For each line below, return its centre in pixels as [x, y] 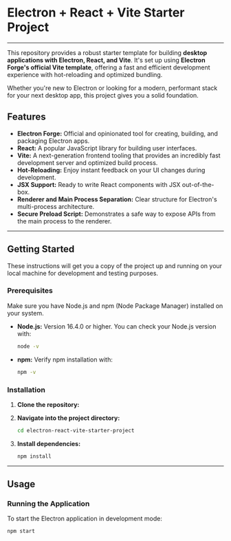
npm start [21, 531]
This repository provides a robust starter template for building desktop [107, 52]
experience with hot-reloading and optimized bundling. [85, 74]
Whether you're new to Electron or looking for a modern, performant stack [112, 88]
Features [26, 117]
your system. [26, 313]
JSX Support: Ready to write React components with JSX [99, 184]
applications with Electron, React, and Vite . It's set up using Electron [106, 60]
